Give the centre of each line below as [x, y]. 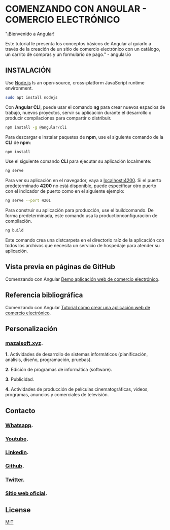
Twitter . [15, 480]
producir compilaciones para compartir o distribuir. [58, 118]
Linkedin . [17, 452]
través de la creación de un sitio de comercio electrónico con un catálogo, [83, 49]
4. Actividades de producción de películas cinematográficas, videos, [77, 389]
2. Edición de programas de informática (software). [59, 370]
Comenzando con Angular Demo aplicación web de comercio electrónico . [82, 279]
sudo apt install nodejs [31, 97]
